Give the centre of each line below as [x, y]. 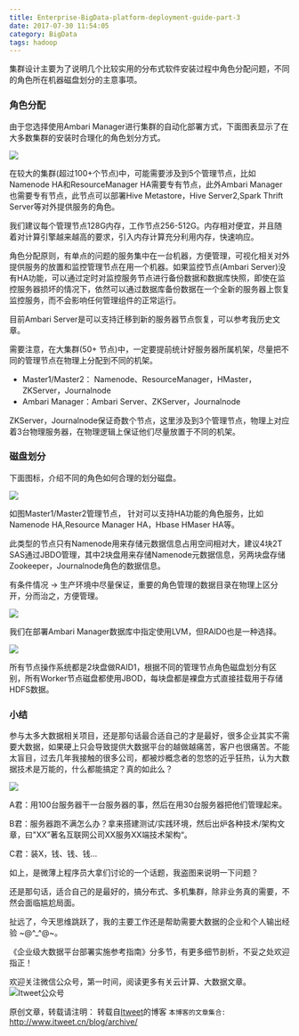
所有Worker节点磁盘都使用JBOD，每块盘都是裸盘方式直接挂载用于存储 [154, 678]
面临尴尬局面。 [52, 903]
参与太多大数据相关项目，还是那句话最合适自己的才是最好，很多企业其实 [141, 736]
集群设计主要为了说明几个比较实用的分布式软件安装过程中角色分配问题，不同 [149, 69]
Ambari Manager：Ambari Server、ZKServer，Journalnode [131, 401]
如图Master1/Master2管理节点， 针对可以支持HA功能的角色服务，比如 [137, 513]
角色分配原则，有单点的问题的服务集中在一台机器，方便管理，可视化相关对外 [149, 256]
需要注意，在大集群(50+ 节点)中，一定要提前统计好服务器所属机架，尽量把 [145, 349]
